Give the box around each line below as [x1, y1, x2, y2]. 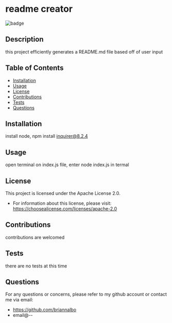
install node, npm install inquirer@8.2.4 [5, 133, 88, 139]
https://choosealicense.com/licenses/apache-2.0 [12, 206, 117, 211]
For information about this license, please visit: [12, 200, 112, 206]
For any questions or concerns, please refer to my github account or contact [5, 291, 167, 297]
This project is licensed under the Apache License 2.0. [5, 190, 121, 196]
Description [5, 35, 44, 44]
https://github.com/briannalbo [12, 307, 77, 313]
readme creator [5, 3, 73, 15]
